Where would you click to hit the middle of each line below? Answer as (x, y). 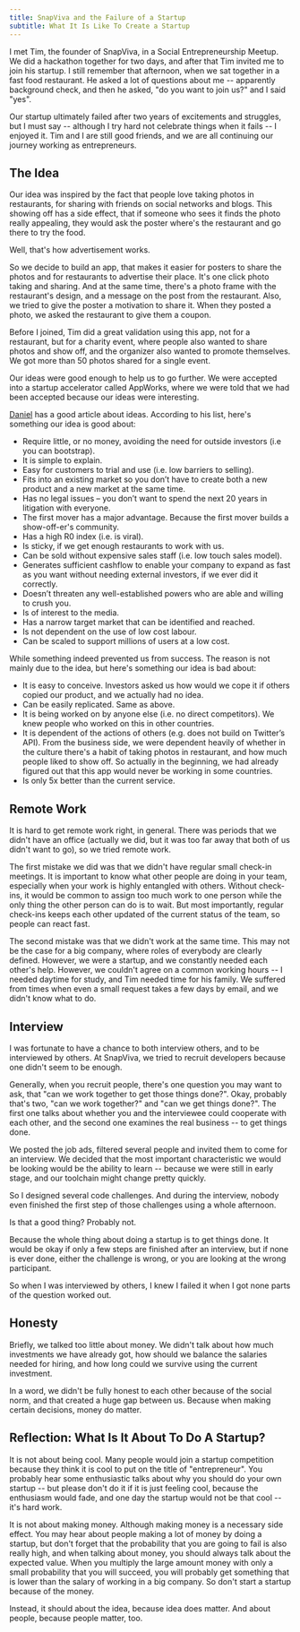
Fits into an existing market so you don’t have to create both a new (145, 479)
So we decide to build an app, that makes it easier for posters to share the (146, 267)
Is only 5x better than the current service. (99, 781)
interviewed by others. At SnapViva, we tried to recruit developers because (148, 1057)
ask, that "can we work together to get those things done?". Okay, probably (148, 1094)
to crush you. (47, 603)
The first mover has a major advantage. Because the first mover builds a (155, 518)
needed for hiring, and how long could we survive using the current (133, 1363)
